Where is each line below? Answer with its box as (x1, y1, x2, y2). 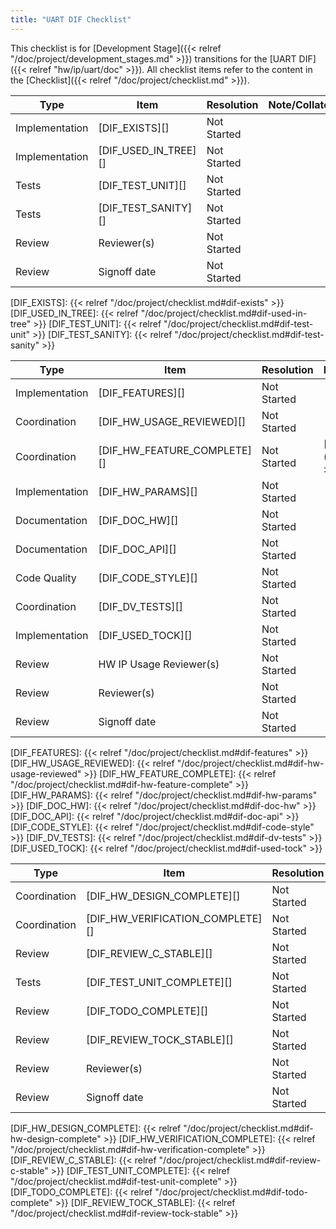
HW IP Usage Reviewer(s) (98, 657, 220, 671)
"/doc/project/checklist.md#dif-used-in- (140, 307, 308, 319)
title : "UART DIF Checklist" (10, 14, 132, 25)
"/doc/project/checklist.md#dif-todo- (154, 1186, 308, 1198)
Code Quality (15, 571, 77, 585)
